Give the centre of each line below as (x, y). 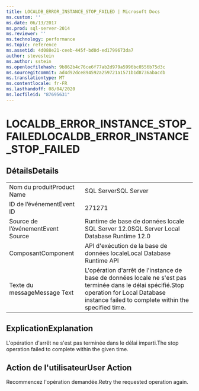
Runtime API (102, 260)
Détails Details (33, 171)
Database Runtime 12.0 (118, 236)
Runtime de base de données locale (135, 221)
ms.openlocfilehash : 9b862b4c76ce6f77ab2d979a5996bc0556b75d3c (86, 67)
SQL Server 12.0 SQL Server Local (132, 228)
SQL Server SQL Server (117, 191)
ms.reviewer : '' (26, 34)
